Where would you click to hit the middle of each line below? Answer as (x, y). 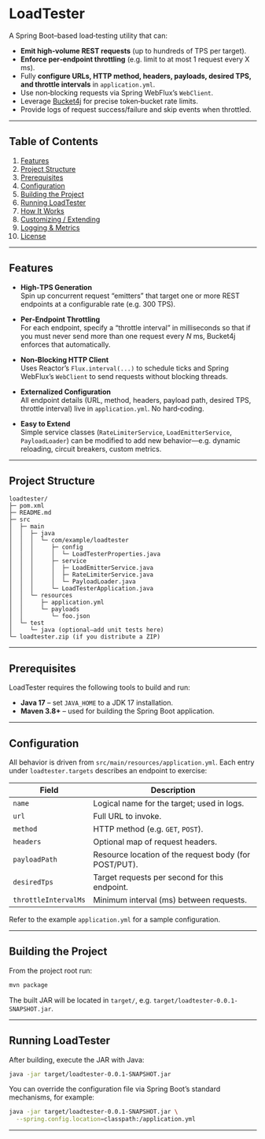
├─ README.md (30, 513)
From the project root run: (51, 970)
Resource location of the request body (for (172, 854)
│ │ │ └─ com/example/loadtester (69, 541)
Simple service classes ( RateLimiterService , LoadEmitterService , (126, 432)
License (33, 236)
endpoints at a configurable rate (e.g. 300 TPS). (98, 303)
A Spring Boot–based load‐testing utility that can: (88, 35)
